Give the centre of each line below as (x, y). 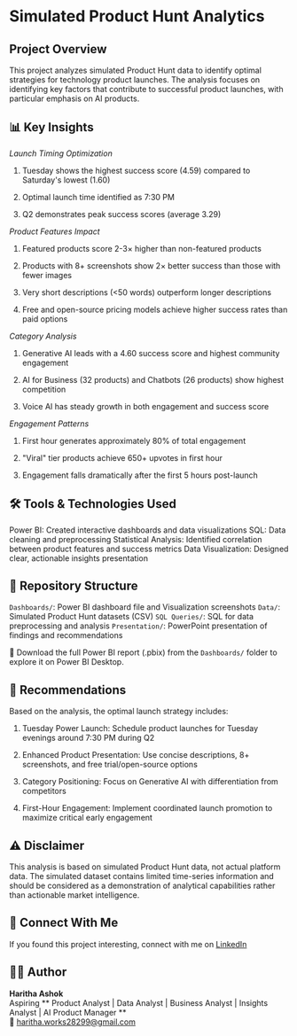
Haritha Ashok (36, 993)
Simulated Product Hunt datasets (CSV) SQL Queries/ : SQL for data (132, 617)
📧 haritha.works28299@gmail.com (72, 1022)
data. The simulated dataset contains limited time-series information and (142, 876)
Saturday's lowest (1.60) (66, 180)
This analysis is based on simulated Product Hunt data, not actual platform (145, 867)
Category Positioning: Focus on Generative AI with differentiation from (150, 782)
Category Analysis (43, 336)
